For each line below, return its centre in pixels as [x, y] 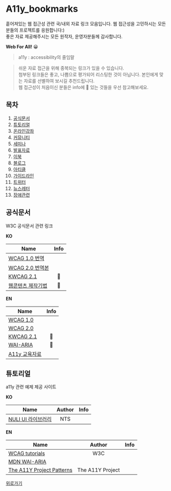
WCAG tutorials [27, 454]
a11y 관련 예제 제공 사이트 [31, 387]
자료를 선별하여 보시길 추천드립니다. [59, 81]
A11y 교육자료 [25, 354]
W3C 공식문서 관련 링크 [29, 226]
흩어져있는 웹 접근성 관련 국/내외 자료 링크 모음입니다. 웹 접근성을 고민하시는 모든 [86, 24]
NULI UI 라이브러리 [30, 419]
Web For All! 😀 [22, 46]
